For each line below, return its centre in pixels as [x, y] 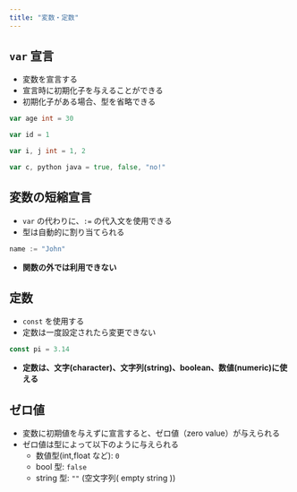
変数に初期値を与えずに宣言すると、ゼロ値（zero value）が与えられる [151, 433]
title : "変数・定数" [44, 17]
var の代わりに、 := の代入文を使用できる [97, 220]
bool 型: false [61, 467]
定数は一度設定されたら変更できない [89, 332]
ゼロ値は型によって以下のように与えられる [100, 445]
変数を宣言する [50, 79]
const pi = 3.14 [39, 350]
